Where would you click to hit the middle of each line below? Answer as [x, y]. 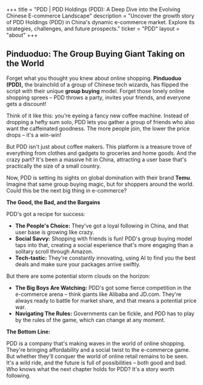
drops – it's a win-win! [34, 135]
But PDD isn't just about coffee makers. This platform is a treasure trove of [99, 146]
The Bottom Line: [28, 331]
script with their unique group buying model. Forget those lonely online [95, 91]
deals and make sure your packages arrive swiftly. [78, 264]
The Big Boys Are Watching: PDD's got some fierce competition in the [103, 288]
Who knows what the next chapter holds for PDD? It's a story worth [90, 369]
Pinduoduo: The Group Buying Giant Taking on [96, 54]
